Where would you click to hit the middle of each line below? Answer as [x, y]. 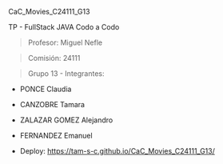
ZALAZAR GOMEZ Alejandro [66, 120]
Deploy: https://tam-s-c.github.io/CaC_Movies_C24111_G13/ [117, 151]
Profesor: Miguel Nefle [65, 42]
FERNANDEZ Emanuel [56, 136]
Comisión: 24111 [54, 58]
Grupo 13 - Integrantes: [66, 74]
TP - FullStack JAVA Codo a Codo [64, 27]
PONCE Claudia [46, 89]
